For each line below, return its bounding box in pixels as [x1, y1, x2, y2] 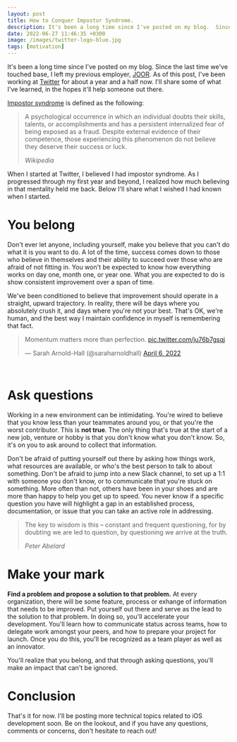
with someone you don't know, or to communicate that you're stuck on [7, 477, 213, 485]
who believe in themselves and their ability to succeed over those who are [7, 255, 223, 263]
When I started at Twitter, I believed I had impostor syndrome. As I [7, 170, 200, 178]
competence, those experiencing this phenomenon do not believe [24, 135, 217, 143]
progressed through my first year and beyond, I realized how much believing [7, 177, 230, 186]
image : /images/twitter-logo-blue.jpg [7, 37, 121, 44]
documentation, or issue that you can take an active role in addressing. [7, 506, 214, 515]
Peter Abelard [24, 541, 66, 550]
